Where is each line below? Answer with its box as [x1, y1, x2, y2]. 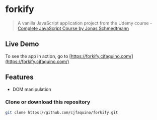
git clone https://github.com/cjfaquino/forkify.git [5, 110, 118, 115]
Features [5, 73, 34, 81]
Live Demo [5, 40, 39, 48]
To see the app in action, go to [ [5, 53, 71, 59]
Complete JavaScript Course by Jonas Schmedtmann [17, 25, 129, 31]
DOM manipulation [12, 86, 51, 92]
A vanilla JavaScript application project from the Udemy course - [17, 20, 152, 26]
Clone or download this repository [5, 98, 91, 105]
